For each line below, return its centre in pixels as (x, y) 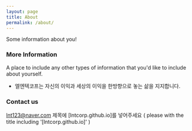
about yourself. (25, 74)
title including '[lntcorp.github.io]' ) (48, 122)
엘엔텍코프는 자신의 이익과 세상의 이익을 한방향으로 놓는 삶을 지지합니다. (97, 86)
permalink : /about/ (30, 22)
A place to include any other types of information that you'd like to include (96, 67)
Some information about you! (41, 40)
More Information (32, 55)
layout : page (22, 12)
